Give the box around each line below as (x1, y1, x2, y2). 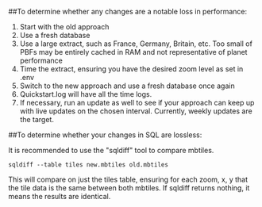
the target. (19, 115, 54, 124)
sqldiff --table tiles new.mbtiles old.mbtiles (8, 161, 169, 169)
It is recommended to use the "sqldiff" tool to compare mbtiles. (8, 146, 214, 155)
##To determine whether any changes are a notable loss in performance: (8, 7, 248, 16)
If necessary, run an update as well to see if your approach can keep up (19, 98, 255, 107)
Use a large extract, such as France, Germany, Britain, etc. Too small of (19, 39, 252, 48)
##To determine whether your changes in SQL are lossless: (8, 130, 202, 140)
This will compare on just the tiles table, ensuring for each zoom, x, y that (8, 174, 249, 184)
